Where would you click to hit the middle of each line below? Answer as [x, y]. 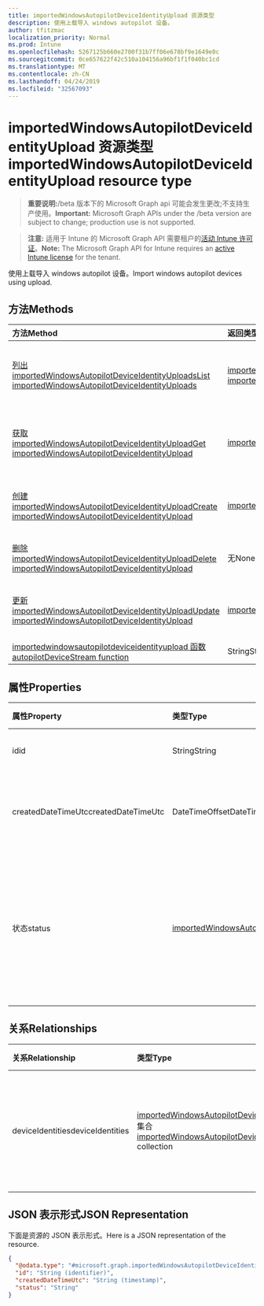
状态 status [31, 928]
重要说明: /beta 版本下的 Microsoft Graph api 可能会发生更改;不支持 [135, 204]
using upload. [30, 282]
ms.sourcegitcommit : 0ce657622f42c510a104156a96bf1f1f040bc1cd [114, 60]
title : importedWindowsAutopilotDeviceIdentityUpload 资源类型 [111, 15]
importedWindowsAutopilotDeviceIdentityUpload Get [109, 443]
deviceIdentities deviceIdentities [71, 1130]
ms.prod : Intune [35, 45]
